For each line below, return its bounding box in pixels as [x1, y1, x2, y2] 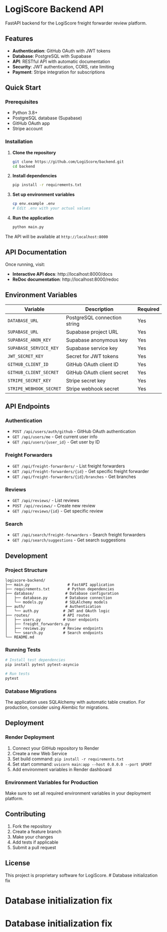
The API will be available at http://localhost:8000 [5, 233, 108, 239]
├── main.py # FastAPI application [5, 582, 114, 587]
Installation [5, 138, 33, 145]
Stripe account [12, 126, 43, 132]
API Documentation [5, 248, 67, 257]
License [5, 859, 30, 868]
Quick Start [5, 83, 41, 92]
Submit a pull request [12, 844, 56, 850]
